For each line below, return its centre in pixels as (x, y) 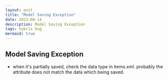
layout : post (19, 10)
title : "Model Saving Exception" (41, 15)
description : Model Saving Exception (45, 24)
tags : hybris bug (24, 29)
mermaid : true (20, 34)
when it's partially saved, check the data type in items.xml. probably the (88, 66)
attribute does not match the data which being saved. (68, 72)
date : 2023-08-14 (24, 19)
